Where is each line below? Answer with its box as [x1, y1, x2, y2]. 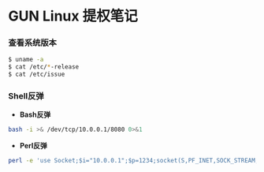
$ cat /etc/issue [8, 70, 65, 79]
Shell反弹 [8, 91, 45, 102]
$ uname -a [8, 56, 44, 64]
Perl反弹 [19, 141, 47, 151]
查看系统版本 [8, 37, 58, 48]
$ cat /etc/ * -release [8, 63, 80, 71]
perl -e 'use [8, 157, 51, 165]
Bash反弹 [19, 110, 51, 119]
